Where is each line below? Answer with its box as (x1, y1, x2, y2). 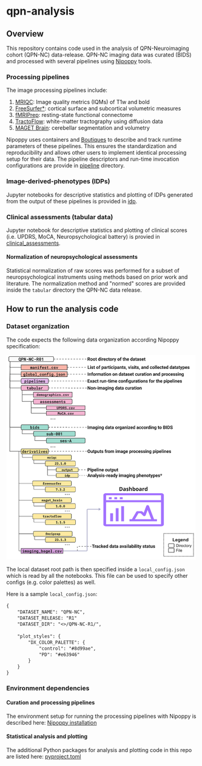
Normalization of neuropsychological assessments (6, 253, 138, 261)
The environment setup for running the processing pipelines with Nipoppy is (6, 712, 197, 720)
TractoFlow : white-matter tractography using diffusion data (15, 118, 163, 125)
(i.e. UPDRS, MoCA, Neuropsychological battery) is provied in (6, 233, 160, 240)
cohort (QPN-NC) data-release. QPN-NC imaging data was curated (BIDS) (6, 51, 192, 58)
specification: (6, 342, 41, 350)
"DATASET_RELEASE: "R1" (17, 615, 78, 621)
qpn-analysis (6, 4, 75, 18)
